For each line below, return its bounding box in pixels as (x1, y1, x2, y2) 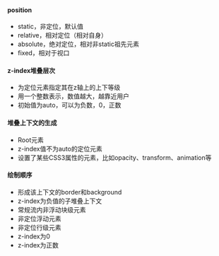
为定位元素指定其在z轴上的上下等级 (17, 83, 121, 92)
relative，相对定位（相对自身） (17, 31, 107, 40)
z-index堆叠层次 (7, 66, 56, 74)
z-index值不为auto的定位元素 (17, 144, 102, 153)
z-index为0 (17, 232, 51, 240)
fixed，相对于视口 (17, 49, 70, 57)
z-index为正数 (17, 240, 59, 249)
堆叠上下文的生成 (7, 119, 57, 127)
